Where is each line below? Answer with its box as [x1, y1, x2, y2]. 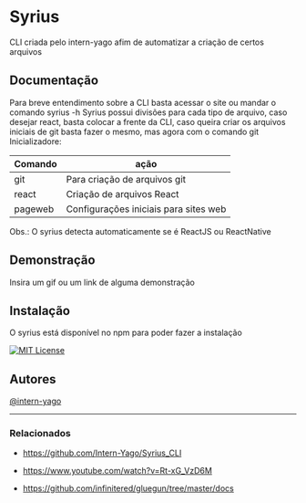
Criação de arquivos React [66, 187, 179, 200]
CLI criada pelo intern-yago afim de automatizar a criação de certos [9, 37, 264, 47]
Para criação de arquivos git [66, 173, 187, 185]
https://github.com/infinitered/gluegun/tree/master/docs [22, 483, 234, 494]
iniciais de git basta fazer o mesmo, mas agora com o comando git [9, 126, 260, 137]
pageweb [14, 203, 55, 215]
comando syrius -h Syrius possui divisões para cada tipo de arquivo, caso [9, 107, 288, 118]
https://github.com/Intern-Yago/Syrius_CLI [22, 447, 182, 458]
